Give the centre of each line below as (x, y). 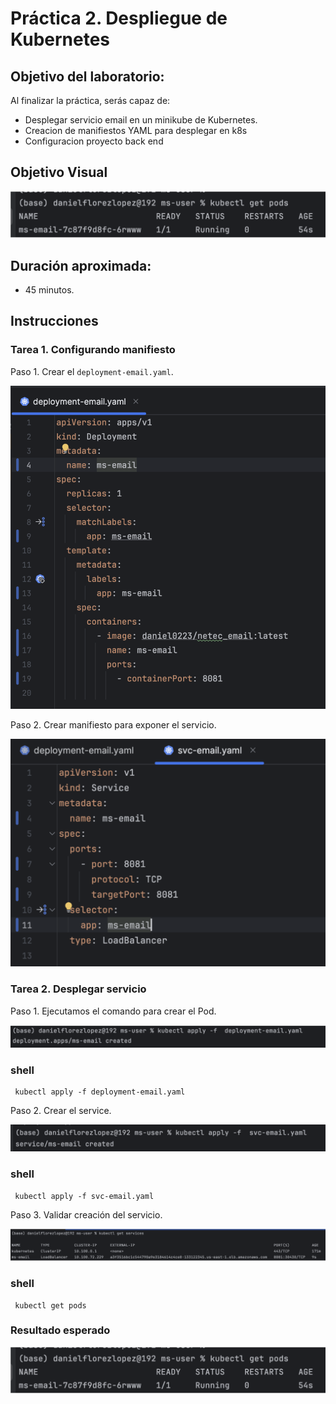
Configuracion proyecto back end (94, 141)
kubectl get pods (50, 1305)
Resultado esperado (60, 1330)
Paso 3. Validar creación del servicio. (86, 1214)
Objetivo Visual (59, 172)
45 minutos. (49, 289)
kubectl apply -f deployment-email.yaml (100, 1092)
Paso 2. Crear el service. (61, 1111)
